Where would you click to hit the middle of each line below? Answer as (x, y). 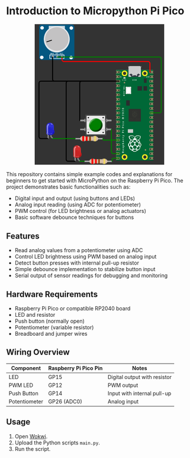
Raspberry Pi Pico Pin (75, 368)
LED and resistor (35, 315)
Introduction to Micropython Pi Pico (95, 11)
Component (26, 368)
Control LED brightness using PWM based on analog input (86, 257)
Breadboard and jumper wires (51, 334)
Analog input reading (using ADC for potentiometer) (78, 205)
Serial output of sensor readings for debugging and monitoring (91, 276)
